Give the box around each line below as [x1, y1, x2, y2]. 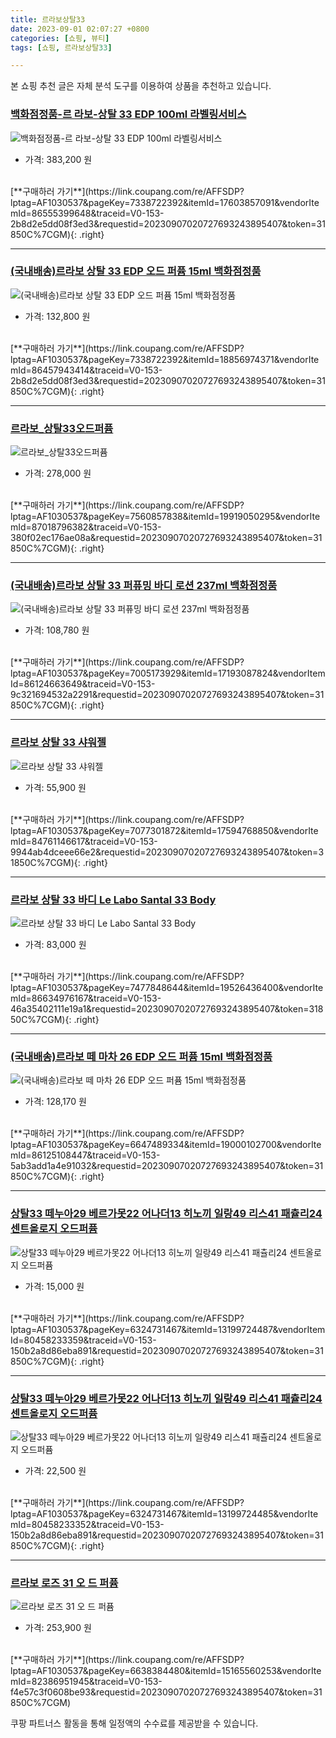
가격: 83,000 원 [24, 939, 87, 951]
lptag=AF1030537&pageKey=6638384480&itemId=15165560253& [10, 1665, 283, 1677]
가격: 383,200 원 [24, 153, 93, 165]
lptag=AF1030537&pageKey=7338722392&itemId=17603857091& [10, 196, 280, 208]
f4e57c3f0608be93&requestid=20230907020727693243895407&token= [10, 1686, 314, 1698]
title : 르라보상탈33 [10, 14, 86, 25]
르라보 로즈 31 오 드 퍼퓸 [10, 1576, 119, 1590]
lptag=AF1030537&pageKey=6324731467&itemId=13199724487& [10, 1323, 278, 1335]
